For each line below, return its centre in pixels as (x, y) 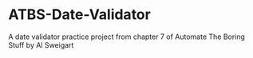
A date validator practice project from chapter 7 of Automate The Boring (127, 37)
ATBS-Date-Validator (80, 15)
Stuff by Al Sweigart (41, 44)
